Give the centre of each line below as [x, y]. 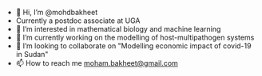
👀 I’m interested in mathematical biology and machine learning [118, 29]
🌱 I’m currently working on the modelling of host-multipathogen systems [135, 37]
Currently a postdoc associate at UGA [78, 21]
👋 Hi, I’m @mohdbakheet [57, 12]
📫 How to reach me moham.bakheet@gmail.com [97, 63]
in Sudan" [32, 54]
